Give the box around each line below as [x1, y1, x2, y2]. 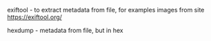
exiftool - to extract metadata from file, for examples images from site [7, 6, 205, 14]
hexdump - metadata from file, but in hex [7, 27, 123, 34]
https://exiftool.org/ [7, 13, 62, 21]
